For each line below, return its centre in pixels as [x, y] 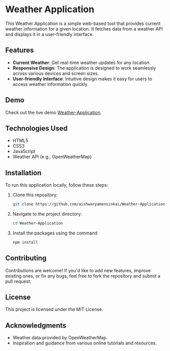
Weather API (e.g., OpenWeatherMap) [52, 157]
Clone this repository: [35, 195]
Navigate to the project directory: [47, 214]
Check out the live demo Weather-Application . [54, 112]
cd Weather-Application [38, 223]
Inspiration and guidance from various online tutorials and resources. [85, 343]
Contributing [26, 258]
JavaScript [24, 152]
